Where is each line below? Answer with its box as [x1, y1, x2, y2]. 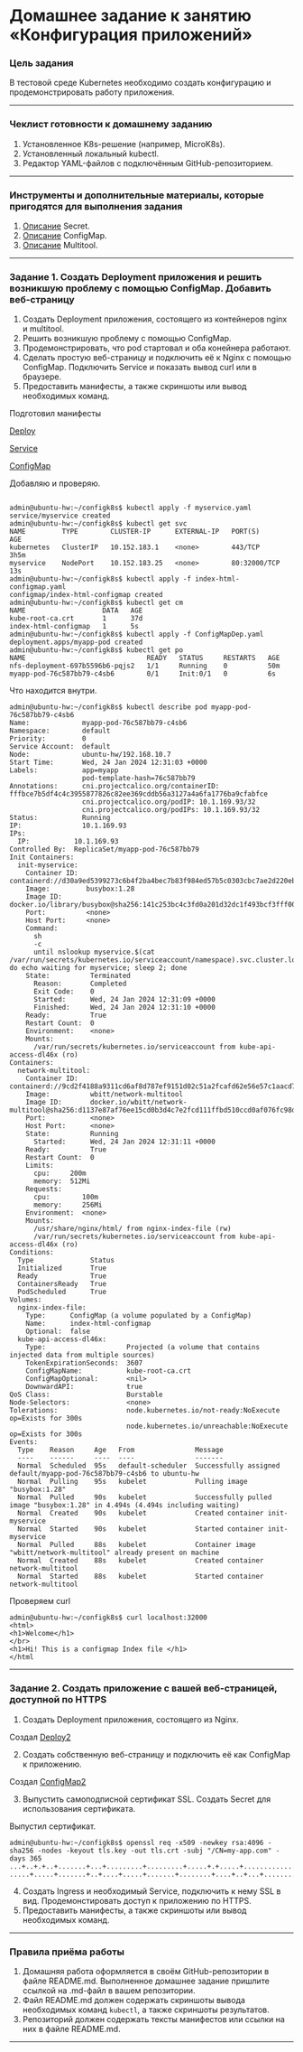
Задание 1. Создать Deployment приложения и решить [9, 271, 262, 283]
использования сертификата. [22, 1803, 136, 1814]
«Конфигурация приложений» [9, 24, 252, 45]
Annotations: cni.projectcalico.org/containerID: [9, 782, 220, 791]
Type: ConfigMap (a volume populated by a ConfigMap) [25, 1311, 252, 1320]
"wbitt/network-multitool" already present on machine [9, 1548, 220, 1558]
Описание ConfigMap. [22, 230, 107, 241]
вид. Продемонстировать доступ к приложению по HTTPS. [22, 1895, 252, 1906]
